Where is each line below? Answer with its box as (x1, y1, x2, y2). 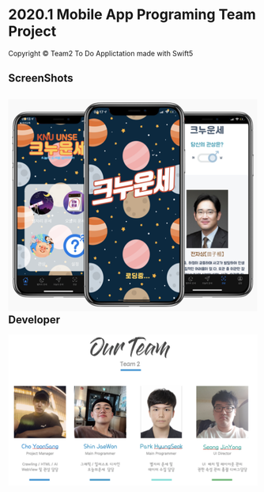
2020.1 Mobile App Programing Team (8, 6, 257, 24)
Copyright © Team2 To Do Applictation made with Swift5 (8, 48, 194, 58)
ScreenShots (8, 71, 74, 85)
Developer (8, 313, 61, 326)
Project (8, 22, 57, 40)
